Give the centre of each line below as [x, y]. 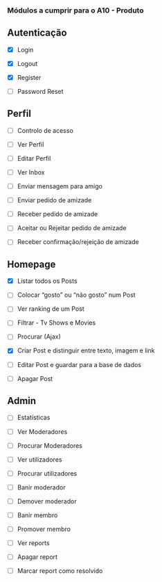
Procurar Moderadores [50, 445]
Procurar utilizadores [47, 473]
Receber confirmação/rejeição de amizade [78, 242]
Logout [27, 63]
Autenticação [37, 33]
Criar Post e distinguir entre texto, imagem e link [86, 350]
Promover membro [44, 529]
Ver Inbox [31, 172]
